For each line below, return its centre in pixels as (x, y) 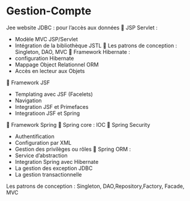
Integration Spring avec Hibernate (57, 162)
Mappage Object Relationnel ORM (57, 65)
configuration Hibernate (44, 58)
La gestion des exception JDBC (54, 168)
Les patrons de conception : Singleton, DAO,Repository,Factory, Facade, (95, 186)
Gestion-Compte (49, 11)
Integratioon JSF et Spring (47, 113)
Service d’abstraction (41, 155)
